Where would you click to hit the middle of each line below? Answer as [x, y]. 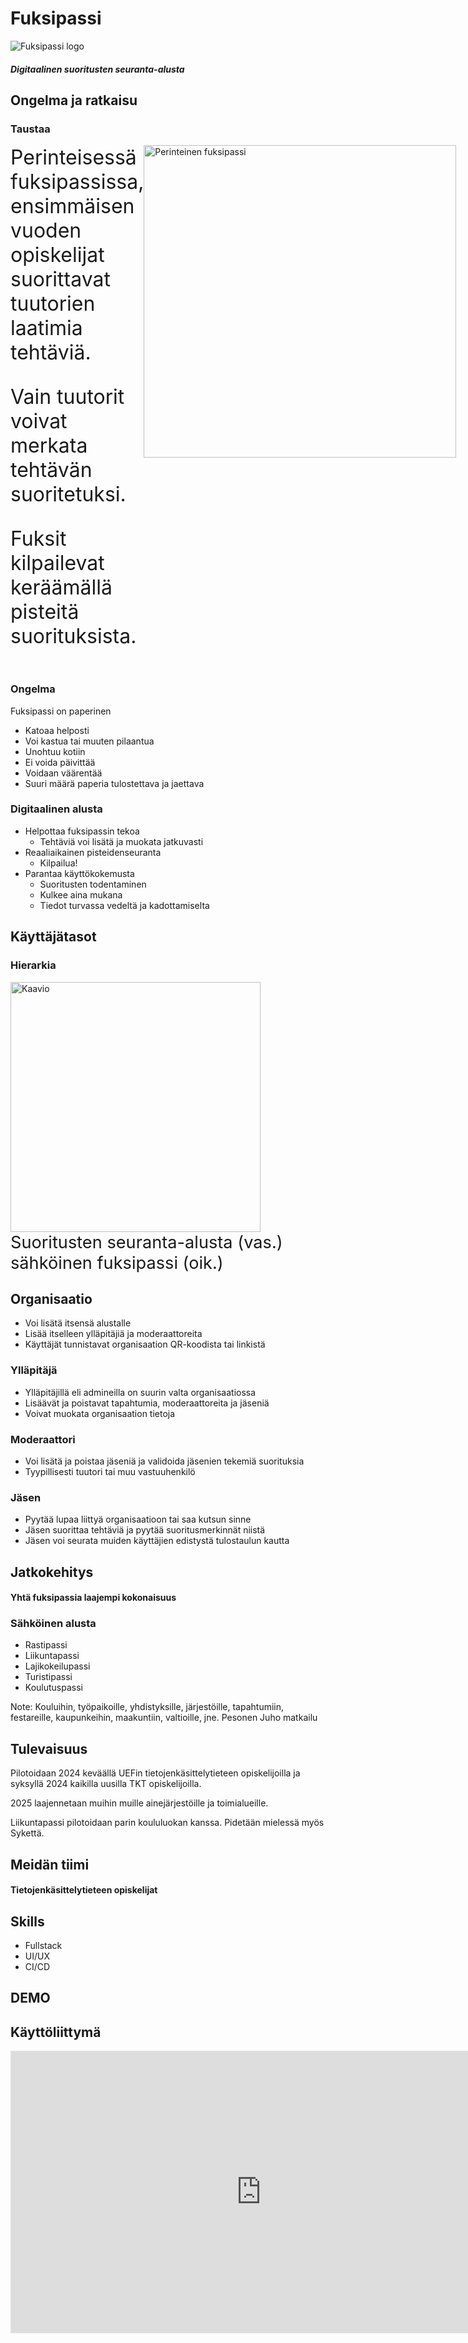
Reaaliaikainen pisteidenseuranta [93, 852]
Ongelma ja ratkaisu [74, 100]
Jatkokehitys [52, 1572]
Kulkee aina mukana [81, 894]
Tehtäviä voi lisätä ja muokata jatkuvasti [121, 841]
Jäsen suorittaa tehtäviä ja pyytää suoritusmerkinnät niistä [145, 1530]
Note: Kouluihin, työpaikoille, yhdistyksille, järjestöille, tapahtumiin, [147, 1707]
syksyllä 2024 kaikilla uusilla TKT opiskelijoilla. [106, 1784]
